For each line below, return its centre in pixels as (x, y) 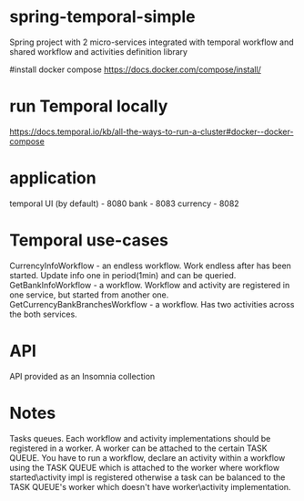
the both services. (43, 314)
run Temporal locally (89, 106)
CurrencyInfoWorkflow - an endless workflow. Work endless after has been (150, 266)
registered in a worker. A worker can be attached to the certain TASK (138, 448)
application (53, 178)
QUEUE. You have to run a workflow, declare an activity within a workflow (147, 457)
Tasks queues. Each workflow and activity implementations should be (140, 438)
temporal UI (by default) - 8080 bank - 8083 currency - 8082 (124, 204)
